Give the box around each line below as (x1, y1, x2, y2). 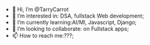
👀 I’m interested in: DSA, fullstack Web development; (12, 12, 145, 19)
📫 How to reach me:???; (12, 32, 74, 39)
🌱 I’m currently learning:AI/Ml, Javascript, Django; (12, 19, 137, 26)
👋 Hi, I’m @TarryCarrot (12, 6, 69, 13)
